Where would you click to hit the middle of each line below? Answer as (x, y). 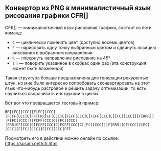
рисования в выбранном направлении (52, 52)
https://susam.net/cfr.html (31, 143)
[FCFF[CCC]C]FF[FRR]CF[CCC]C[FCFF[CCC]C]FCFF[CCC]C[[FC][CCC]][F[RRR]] (80, 116)
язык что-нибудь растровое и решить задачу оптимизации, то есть (76, 88)
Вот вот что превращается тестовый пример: (52, 103)
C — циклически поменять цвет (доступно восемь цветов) (73, 42)
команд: (14, 33)
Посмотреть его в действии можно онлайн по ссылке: (62, 138)
